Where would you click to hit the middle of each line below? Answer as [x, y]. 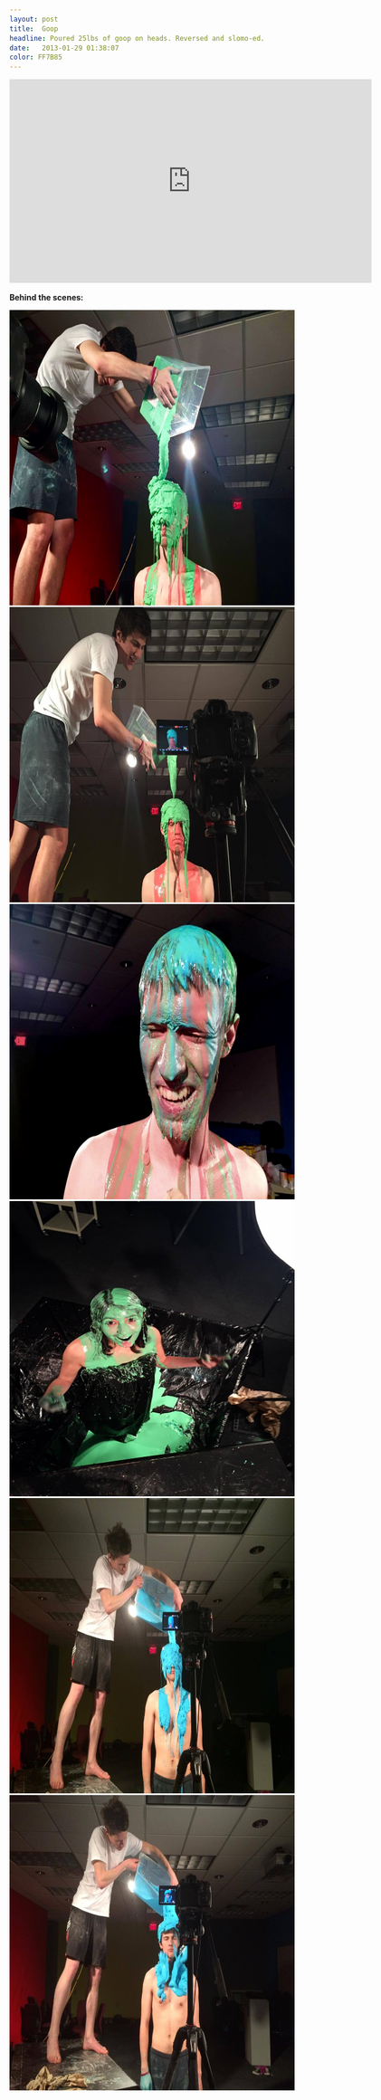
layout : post [34, 19]
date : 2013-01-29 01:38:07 [64, 48]
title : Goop [34, 29]
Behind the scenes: [47, 298]
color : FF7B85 [36, 57]
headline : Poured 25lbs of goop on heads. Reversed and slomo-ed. [137, 38]
